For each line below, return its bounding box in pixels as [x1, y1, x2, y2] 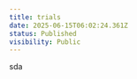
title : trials [9, 12, 62, 22]
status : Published [9, 29, 77, 38]
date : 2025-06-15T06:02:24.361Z [9, 21, 128, 30]
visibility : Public [9, 37, 81, 47]
